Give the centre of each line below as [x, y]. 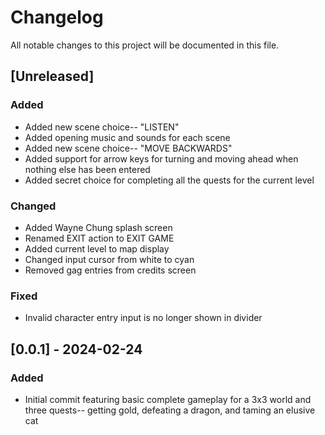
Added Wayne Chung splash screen [98, 227]
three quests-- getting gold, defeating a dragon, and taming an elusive [170, 410]
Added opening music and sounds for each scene [127, 137]
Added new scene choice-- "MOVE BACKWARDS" [128, 148]
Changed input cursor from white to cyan [109, 259]
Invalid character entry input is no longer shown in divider [143, 318]
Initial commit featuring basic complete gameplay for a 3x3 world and [168, 399]
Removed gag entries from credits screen [110, 270]
